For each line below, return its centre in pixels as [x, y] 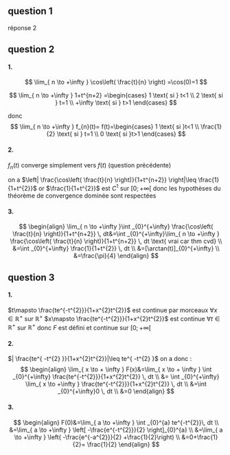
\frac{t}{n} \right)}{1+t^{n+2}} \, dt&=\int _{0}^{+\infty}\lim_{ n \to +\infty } [116, 234]
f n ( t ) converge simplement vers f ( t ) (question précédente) [89, 166]
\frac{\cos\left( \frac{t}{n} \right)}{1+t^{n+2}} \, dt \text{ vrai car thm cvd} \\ [116, 241]
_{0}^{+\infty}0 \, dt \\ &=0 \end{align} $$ [116, 391]
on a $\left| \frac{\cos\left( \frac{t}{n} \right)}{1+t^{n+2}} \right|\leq [102, 180]
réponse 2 [22, 27]
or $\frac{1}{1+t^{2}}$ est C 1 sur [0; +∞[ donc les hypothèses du [130, 188]
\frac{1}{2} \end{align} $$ [123, 444]
